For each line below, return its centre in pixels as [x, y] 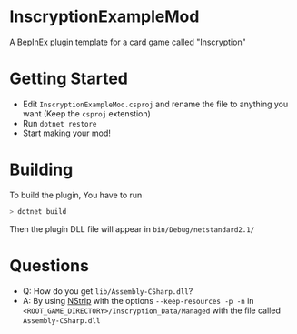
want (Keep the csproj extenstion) [87, 113]
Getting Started [69, 79]
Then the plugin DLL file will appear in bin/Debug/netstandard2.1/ [132, 228]
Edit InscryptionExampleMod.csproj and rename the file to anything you [155, 104]
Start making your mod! [67, 133]
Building [41, 170]
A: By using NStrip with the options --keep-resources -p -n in [138, 300]
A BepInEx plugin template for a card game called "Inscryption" [128, 42]
